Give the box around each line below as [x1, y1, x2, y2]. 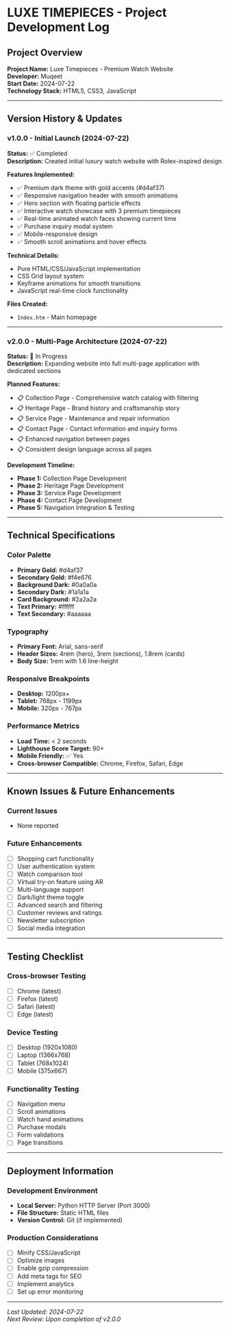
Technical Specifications [7, 530, 116, 541]
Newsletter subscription [16, 916, 85, 925]
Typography [7, 626, 49, 636]
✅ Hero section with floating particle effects [16, 199, 142, 207]
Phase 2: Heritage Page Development [16, 482, 125, 490]
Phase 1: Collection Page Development [16, 474, 127, 482]
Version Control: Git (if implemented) [16, 1216, 123, 1224]
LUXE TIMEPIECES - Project [7, 5, 167, 21]
